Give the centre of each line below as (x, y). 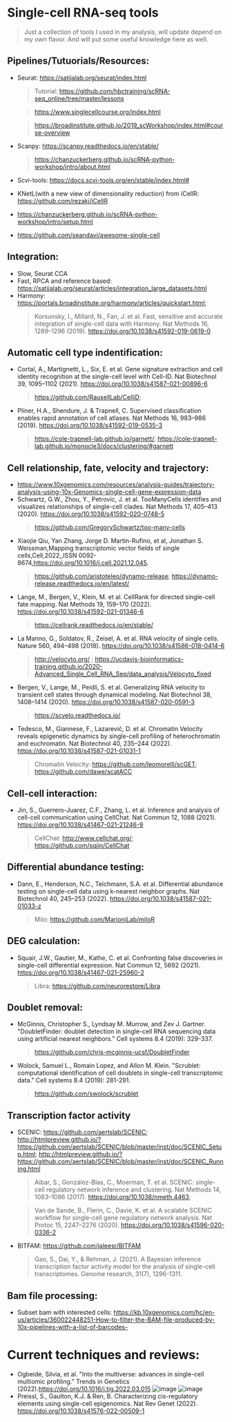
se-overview (52, 132)
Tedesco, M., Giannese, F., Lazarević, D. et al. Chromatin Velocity (110, 729)
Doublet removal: (45, 1008)
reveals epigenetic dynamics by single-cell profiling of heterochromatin (118, 736)
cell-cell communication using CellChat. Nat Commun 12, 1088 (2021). (116, 817)
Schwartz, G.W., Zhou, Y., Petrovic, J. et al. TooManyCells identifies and (119, 499)
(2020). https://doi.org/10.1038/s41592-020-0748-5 (91, 514)
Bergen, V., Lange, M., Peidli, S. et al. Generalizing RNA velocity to (111, 687)
